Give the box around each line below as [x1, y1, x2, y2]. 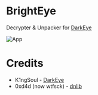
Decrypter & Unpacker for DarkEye [6, 24, 92, 31]
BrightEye [6, 4, 57, 18]
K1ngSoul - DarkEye [14, 76, 65, 83]
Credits [6, 57, 44, 70]
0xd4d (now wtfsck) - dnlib [14, 82, 82, 90]
